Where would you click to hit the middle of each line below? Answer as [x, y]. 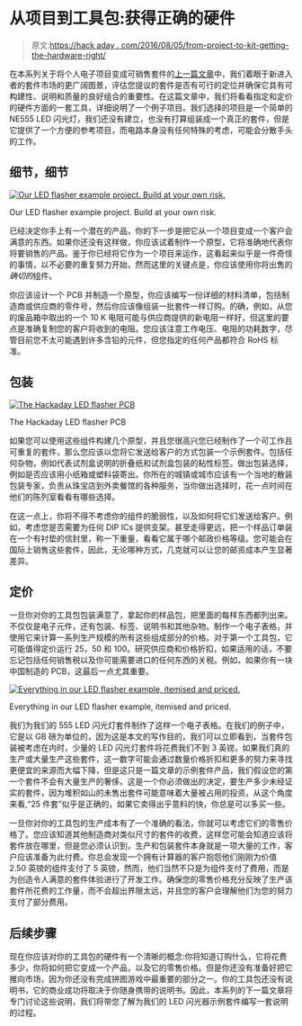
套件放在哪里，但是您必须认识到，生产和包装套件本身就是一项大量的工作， [147, 846]
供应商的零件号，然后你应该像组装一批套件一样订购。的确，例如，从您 [163, 306]
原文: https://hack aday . [75, 45]
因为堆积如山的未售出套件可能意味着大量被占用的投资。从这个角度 [170, 793]
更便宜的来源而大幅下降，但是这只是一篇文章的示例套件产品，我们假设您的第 [151, 770]
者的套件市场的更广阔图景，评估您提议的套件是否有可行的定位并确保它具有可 [151, 85]
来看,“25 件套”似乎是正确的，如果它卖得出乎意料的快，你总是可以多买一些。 [150, 804]
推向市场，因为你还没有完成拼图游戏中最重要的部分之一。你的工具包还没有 [147, 979]
